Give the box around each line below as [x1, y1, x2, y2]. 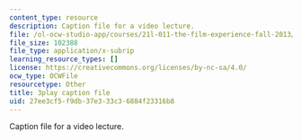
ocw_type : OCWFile [9, 72, 78, 81]
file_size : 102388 [9, 38, 78, 48]
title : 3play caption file [9, 88, 111, 97]
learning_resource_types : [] [9, 55, 119, 64]
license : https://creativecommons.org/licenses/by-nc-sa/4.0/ [9, 64, 247, 73]
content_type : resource [9, 13, 99, 22]
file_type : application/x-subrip [9, 47, 135, 56]
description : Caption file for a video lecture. [9, 22, 195, 31]
